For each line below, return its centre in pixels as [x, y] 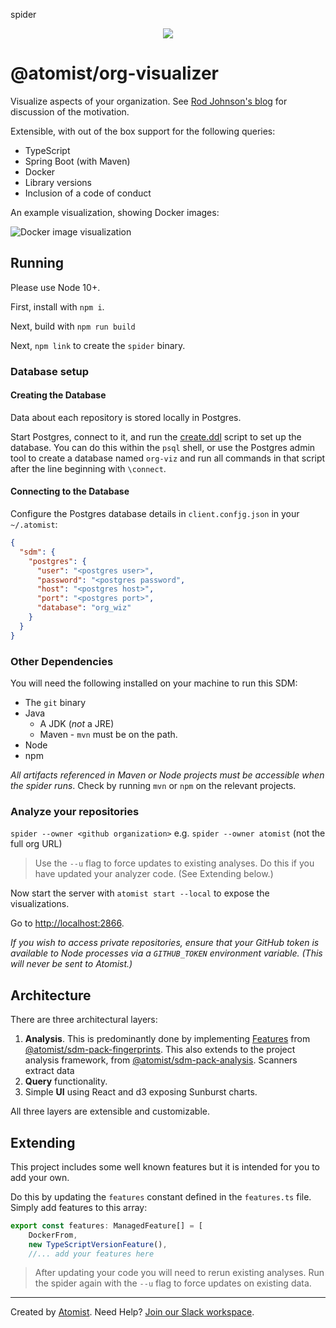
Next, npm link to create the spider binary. [98, 345]
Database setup [50, 371]
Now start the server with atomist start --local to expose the [140, 893]
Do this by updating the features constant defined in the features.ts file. [161, 1196]
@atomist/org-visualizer [114, 73]
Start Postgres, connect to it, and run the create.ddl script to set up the [156, 436]
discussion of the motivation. [70, 111]
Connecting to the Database [70, 491]
